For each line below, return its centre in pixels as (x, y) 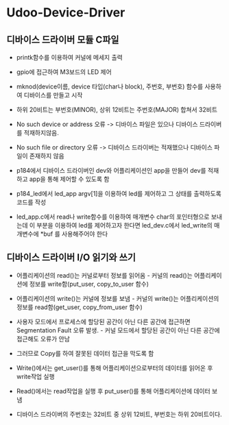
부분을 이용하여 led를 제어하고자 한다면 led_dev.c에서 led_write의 (125, 225)
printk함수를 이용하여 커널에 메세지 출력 (69, 57)
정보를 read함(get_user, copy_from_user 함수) (80, 307)
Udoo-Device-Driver (66, 13)
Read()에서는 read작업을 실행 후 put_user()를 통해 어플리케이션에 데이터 (113, 391)
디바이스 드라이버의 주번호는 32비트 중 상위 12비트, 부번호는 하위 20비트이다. (119, 414)
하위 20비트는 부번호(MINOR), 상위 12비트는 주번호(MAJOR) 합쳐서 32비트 (117, 110)
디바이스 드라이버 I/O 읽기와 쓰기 (71, 257)
